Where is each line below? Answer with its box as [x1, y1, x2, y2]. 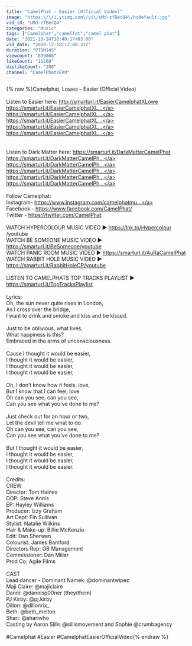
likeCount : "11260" [6, 58, 54, 64]
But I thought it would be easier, [6, 444, 84, 452]
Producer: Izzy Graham [6, 507, 63, 514]
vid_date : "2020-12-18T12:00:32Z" [6, 42, 92, 48]
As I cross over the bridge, [6, 306, 71, 313]
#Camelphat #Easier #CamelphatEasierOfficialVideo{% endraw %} [6, 634, 169, 641]
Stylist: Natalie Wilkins [6, 520, 60, 527]
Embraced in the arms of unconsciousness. [6, 337, 112, 344]
